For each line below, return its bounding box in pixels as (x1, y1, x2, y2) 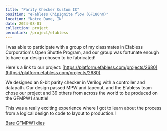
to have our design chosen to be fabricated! (5, 55, 96, 60)
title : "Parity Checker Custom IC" (5, 7, 80, 12)
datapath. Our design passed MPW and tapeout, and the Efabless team (5, 85, 152, 90)
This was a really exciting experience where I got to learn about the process (5, 105, 162, 111)
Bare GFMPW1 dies (5, 120, 45, 126)
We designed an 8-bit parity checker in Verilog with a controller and (5, 79, 145, 85)
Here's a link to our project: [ (5, 64, 64, 70)
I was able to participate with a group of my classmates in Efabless (5, 44, 143, 50)
